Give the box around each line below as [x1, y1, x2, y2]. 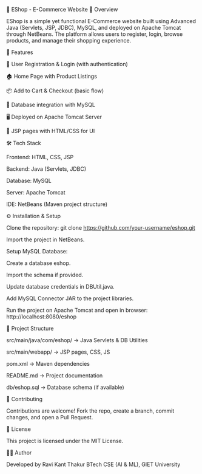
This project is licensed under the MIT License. [6, 438, 124, 444]
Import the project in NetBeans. [6, 236, 85, 243]
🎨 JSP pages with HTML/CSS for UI [6, 128, 95, 134]
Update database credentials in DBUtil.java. [6, 283, 115, 290]
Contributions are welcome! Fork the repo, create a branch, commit [6, 407, 175, 414]
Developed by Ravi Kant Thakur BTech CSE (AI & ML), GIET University [6, 461, 181, 468]
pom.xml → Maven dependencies [6, 360, 90, 367]
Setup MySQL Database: [6, 248, 68, 255]
